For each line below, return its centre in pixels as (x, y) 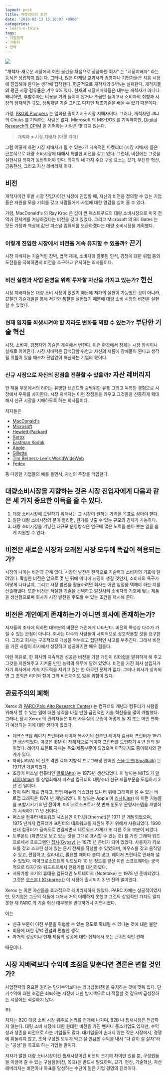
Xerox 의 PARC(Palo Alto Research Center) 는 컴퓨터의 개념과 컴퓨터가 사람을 (82, 706)
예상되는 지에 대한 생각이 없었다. (42, 725)
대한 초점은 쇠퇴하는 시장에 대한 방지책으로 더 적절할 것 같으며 (82, 993)
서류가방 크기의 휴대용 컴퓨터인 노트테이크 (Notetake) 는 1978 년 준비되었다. (86, 873)
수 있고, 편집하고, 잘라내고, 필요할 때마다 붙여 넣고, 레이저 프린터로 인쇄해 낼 (86, 854)
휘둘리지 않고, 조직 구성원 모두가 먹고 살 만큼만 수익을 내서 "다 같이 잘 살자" (83, 1038)
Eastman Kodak (28, 442)
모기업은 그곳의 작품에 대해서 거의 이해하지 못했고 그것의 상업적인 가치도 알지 (86, 896)
